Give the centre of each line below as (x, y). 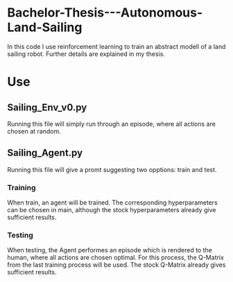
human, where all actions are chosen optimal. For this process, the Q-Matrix (115, 258)
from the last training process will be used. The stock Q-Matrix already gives (116, 265)
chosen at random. (34, 131)
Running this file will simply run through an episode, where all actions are (112, 124)
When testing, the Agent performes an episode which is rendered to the (110, 250)
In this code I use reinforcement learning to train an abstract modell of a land (116, 46)
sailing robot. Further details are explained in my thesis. (86, 54)
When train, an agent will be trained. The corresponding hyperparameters (113, 203)
